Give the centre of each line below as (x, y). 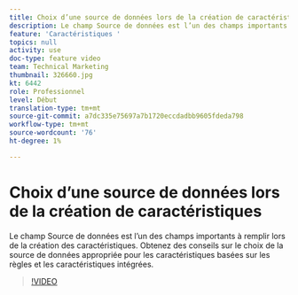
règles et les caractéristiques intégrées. (82, 264)
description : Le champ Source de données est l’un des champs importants (149, 26)
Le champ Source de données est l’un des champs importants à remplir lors (147, 236)
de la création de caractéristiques (136, 211)
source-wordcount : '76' (53, 133)
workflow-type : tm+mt (49, 125)
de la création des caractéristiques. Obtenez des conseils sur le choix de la (146, 245)
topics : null (33, 42)
